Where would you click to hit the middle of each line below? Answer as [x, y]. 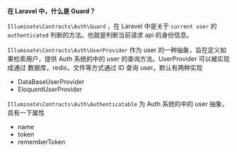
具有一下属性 [26, 113]
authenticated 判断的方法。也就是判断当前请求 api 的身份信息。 [100, 35]
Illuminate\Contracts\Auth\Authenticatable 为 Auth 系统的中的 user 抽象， [118, 104]
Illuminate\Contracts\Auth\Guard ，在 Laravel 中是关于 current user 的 [112, 26]
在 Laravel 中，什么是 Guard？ [52, 11]
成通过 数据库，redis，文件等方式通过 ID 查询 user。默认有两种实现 [105, 68]
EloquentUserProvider [50, 89]
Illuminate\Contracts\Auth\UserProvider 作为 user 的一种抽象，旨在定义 [114, 50]
